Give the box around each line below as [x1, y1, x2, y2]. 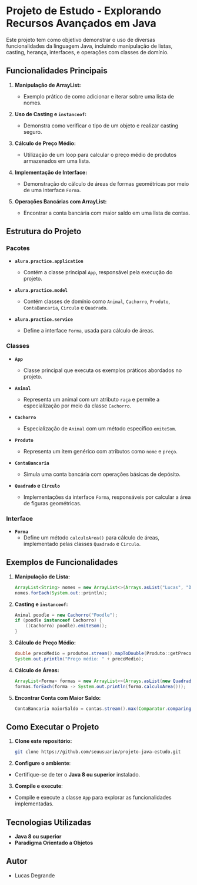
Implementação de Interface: [14, 169, 88, 176]
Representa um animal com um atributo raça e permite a [23, 396, 160, 403]
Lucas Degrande [14, 871, 55, 879]
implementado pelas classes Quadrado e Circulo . [23, 541, 141, 548]
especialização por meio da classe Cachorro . [23, 402, 131, 409]
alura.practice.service [14, 317, 74, 323]
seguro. [23, 128, 42, 135]
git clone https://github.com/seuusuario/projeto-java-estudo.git [14, 749, 181, 755]
